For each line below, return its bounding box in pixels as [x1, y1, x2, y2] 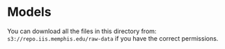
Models [7, 4, 52, 20]
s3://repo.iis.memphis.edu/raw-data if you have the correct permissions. [7, 34, 219, 42]
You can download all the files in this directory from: [7, 27, 157, 35]
